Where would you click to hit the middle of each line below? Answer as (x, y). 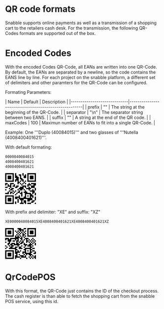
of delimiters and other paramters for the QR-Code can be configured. (76, 82)
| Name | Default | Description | (37, 102)
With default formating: (29, 147)
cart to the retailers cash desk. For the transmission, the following (72, 28)
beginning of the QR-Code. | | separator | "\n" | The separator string (74, 112)
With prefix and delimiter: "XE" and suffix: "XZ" (53, 212)
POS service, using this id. (32, 301)
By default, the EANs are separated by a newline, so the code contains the (81, 72)
